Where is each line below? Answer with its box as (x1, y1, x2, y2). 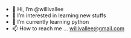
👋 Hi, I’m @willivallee (11, 6, 64, 12)
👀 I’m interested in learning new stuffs (11, 12, 107, 19)
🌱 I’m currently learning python (11, 18, 89, 25)
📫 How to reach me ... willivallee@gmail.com (11, 25, 125, 32)
